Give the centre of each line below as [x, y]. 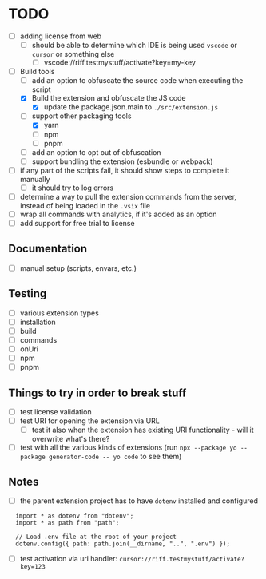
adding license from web [61, 36]
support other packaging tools [81, 116]
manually [35, 179]
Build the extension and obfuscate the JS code [109, 98]
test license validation [56, 412]
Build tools [37, 72]
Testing [28, 293]
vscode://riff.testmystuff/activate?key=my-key [119, 63]
